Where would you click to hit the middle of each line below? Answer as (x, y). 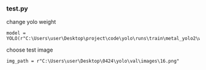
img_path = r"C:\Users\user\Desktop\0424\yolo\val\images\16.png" (93, 61)
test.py (17, 9)
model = (16, 33)
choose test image (30, 50)
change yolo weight (31, 22)
